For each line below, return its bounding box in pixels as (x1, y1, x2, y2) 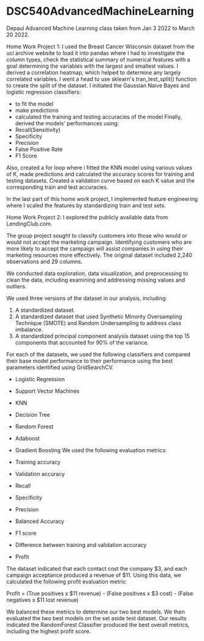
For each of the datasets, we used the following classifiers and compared (6, 350, 191, 358)
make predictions (15, 106, 59, 114)
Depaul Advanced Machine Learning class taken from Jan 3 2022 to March (6, 24, 195, 32)
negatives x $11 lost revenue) (6, 596, 79, 603)
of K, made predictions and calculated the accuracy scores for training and (6, 170, 194, 178)
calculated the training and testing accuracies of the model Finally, (15, 113, 183, 120)
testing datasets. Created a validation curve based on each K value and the (6, 177, 195, 184)
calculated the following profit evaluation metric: (6, 577, 128, 585)
